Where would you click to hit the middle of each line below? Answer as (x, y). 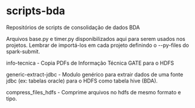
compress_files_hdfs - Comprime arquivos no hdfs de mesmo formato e (94, 92)
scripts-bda (36, 11)
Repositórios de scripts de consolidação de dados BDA (73, 27)
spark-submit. (23, 51)
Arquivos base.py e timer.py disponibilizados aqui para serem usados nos (96, 39)
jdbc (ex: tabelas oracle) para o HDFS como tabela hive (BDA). (82, 81)
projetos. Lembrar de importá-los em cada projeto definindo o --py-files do (97, 45)
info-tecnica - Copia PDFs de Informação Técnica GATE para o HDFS (90, 63)
